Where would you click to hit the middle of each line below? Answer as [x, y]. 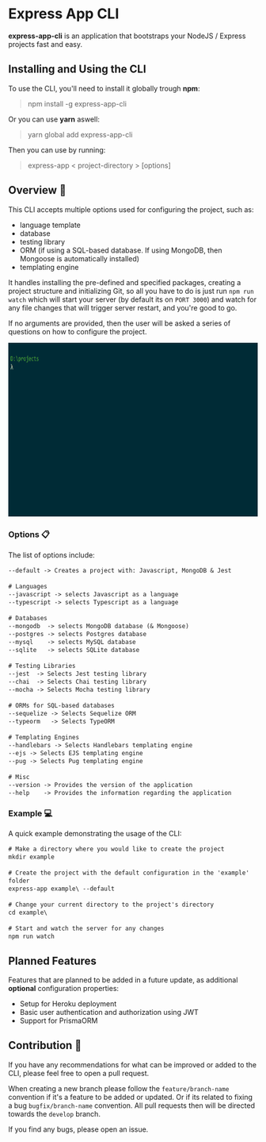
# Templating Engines [44, 737]
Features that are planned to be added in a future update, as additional [123, 980]
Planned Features [53, 961]
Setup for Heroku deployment [68, 1003]
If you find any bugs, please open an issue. [78, 1129]
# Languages [28, 586]
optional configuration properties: [64, 988]
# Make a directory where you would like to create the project [116, 849]
